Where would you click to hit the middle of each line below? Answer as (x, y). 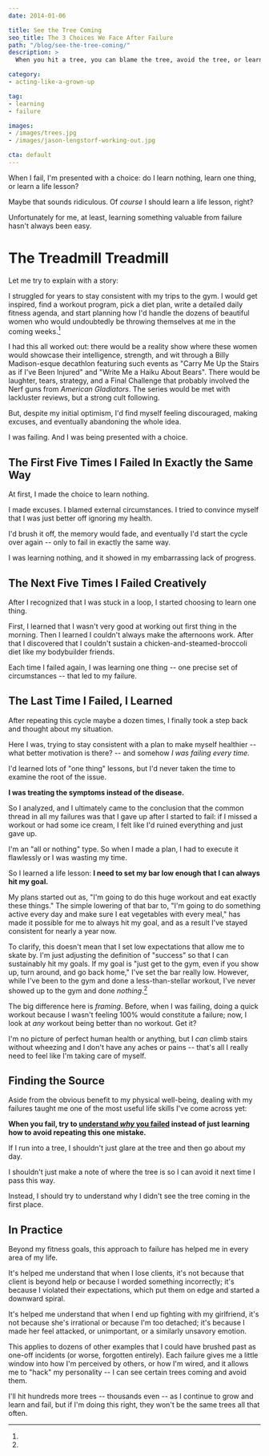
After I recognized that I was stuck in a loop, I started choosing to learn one (132, 602)
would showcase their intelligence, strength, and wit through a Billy (119, 355)
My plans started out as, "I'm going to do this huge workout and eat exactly (132, 897)
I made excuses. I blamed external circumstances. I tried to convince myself (133, 510)
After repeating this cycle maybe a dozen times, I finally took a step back (128, 720)
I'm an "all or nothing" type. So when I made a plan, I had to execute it (123, 849)
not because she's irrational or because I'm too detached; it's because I (127, 1323)
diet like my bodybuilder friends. (62, 652)
